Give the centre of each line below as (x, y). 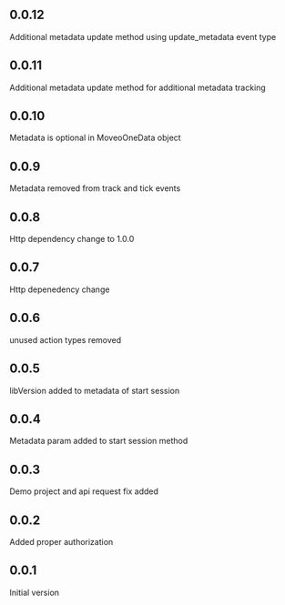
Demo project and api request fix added (84, 491)
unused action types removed (66, 339)
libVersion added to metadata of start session (95, 390)
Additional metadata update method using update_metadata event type (143, 36)
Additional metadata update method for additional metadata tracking (137, 87)
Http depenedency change (60, 289)
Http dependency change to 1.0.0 (72, 239)
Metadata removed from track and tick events (95, 188)
